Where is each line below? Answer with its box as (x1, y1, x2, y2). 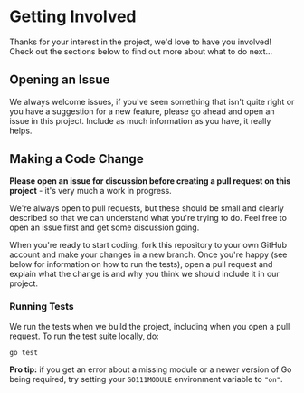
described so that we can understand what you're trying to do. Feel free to (9, 212, 288, 223)
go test (9, 348, 39, 357)
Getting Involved (9, 6, 137, 27)
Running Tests (9, 301, 74, 313)
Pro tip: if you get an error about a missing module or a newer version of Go (9, 364, 292, 375)
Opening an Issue (9, 72, 110, 88)
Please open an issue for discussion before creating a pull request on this (9, 175, 291, 187)
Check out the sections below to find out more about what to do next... (9, 45, 273, 56)
